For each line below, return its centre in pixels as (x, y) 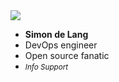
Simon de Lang (56, 34)
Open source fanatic (67, 55)
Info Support (46, 67)
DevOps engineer (61, 45)
